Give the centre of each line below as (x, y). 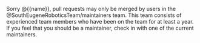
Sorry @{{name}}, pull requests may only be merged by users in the (91, 9)
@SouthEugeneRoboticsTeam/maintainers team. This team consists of (94, 15)
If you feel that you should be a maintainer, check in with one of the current (100, 28)
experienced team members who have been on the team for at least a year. (100, 21)
